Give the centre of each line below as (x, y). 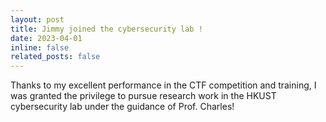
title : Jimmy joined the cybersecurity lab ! (106, 29)
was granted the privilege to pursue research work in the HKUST (143, 96)
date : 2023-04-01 (46, 38)
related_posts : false (55, 57)
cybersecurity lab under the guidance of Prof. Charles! (122, 107)
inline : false (40, 47)
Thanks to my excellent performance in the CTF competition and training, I (163, 85)
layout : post (37, 19)
